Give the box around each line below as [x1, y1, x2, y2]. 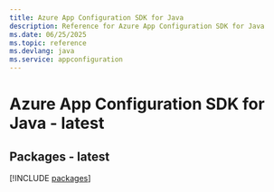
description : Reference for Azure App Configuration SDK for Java [9, 22, 265, 31]
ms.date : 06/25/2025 [9, 30, 88, 39]
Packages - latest [9, 149, 110, 164]
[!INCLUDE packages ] [9, 173, 91, 183]
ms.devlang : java [9, 47, 75, 56]
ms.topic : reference [9, 38, 88, 48]
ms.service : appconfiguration [9, 55, 124, 64]
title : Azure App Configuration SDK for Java [9, 13, 184, 23]
